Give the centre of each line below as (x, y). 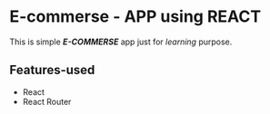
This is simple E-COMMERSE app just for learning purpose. (121, 42)
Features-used (52, 70)
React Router (47, 101)
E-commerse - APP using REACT (135, 17)
